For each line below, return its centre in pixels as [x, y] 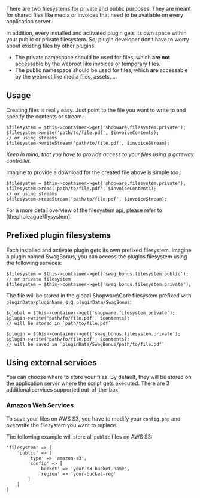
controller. [19, 160]
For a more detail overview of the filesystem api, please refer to [84, 210]
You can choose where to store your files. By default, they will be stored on [99, 377]
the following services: [34, 263]
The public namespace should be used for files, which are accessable [101, 70]
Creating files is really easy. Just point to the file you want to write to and [96, 110]
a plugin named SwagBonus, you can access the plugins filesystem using [97, 256]
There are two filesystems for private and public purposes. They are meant [99, 9]
